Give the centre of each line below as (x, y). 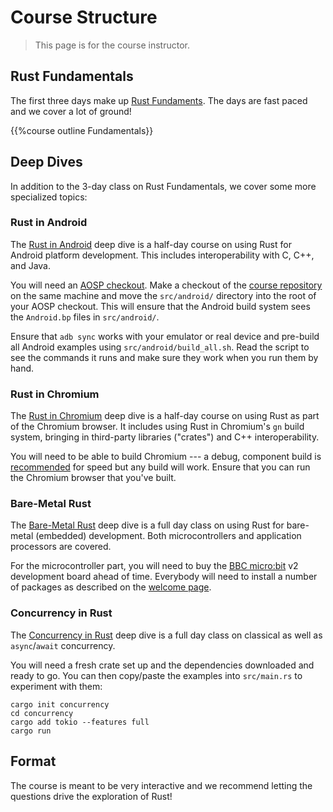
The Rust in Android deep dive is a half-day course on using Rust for (151, 244)
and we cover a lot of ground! (71, 111)
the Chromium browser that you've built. (93, 478)
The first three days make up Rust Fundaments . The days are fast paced (159, 100)
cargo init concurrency (60, 704)
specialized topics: (49, 197)
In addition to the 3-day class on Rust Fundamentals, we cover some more (163, 186)
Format (33, 761)
